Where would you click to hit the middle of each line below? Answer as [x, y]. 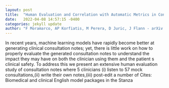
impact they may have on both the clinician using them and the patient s [80, 59]
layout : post [19, 10]
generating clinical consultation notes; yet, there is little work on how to [79, 48]
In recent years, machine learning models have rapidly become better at [80, 43]
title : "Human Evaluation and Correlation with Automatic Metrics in [81, 15]
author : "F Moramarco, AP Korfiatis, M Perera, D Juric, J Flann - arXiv [84, 29]
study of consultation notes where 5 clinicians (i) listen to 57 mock [74, 70]
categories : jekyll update [33, 24]
